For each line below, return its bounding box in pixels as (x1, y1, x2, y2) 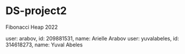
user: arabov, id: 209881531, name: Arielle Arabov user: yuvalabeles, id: (5, 35, 179, 42)
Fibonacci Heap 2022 (5, 23, 58, 31)
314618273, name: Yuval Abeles (5, 41, 83, 48)
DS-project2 (5, 4, 67, 18)
